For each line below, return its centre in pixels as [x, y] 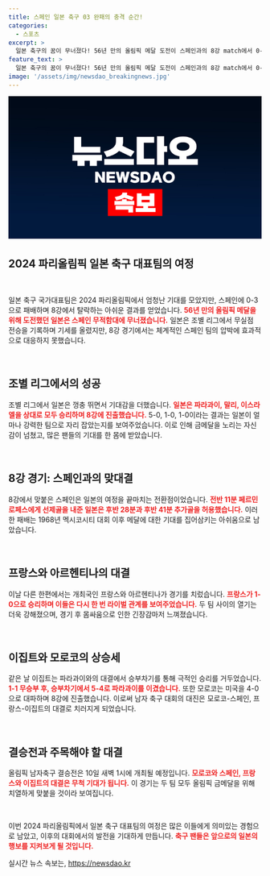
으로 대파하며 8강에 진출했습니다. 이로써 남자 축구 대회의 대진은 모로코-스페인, [130, 699]
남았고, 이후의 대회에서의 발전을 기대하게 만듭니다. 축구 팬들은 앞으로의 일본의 [137, 836]
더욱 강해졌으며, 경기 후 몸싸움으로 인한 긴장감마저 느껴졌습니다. [108, 614]
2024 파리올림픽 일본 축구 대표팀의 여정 [101, 263]
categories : [28, 25]
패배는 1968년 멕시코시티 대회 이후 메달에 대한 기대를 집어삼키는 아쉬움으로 [134, 519]
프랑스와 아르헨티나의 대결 [69, 573]
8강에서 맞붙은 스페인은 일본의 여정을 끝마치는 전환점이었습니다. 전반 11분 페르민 [133, 499]
